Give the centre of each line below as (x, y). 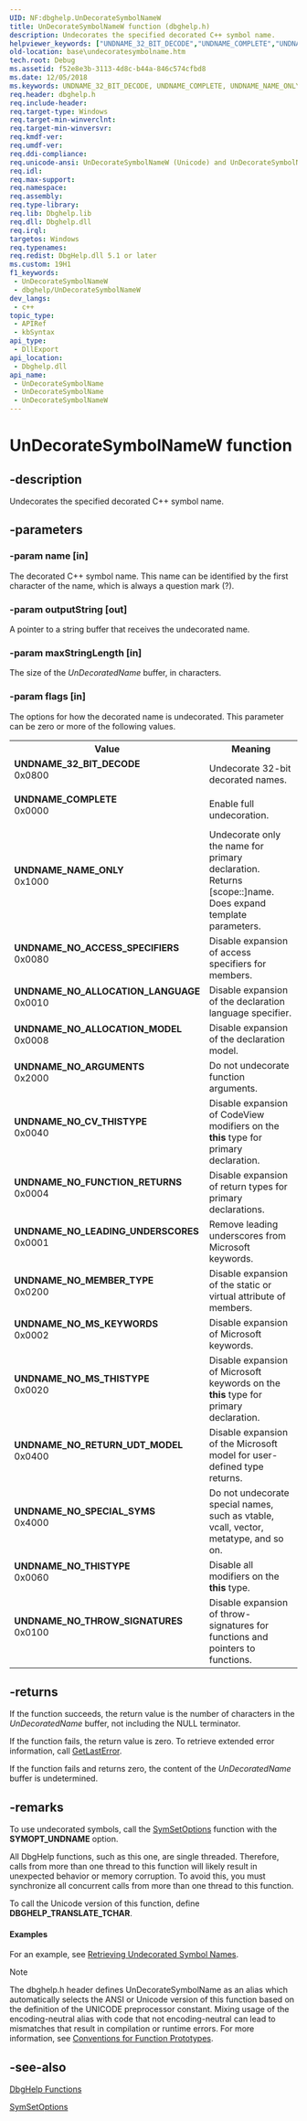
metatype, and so (246, 1539)
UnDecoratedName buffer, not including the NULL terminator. (125, 1723)
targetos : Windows (44, 239)
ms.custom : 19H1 (40, 265)
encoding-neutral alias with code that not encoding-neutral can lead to (143, 2019)
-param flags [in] (48, 697)
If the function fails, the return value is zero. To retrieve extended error (142, 1742)
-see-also (38, 2067)
